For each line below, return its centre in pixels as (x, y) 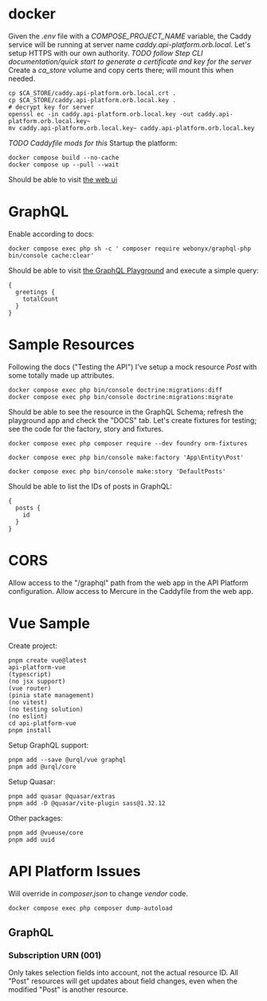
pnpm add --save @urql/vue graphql (67, 760)
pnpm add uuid (32, 839)
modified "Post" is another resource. (69, 990)
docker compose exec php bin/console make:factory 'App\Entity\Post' (126, 457)
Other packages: (36, 818)
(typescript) (30, 674)
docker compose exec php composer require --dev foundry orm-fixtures (128, 443)
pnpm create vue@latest (48, 660)
